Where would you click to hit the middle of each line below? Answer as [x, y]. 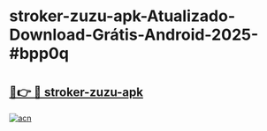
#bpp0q [39, 54]
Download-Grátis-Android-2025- [134, 35]
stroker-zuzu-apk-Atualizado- [122, 16]
